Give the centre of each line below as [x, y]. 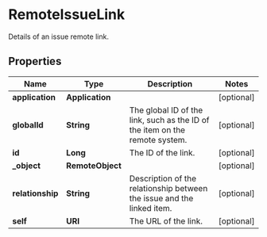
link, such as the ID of [169, 120]
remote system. [158, 140]
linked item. [151, 208]
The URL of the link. [166, 221]
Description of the [163, 178]
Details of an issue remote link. [59, 36]
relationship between [168, 188]
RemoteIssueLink [67, 15]
